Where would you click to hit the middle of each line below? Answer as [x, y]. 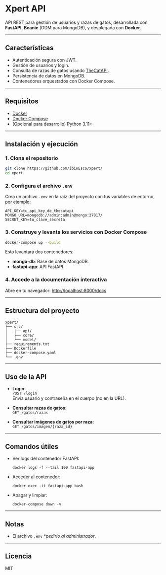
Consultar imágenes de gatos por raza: [53, 422]
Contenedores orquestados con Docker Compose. [63, 81]
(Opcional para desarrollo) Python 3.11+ [52, 124]
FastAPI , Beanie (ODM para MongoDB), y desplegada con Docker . [73, 27]
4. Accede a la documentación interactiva [56, 280]
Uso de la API [26, 377]
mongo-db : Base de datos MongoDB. [50, 262]
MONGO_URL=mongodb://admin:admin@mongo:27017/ [54, 216]
